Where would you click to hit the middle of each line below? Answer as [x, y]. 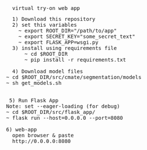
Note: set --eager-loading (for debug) [63, 106]
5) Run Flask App [34, 100]
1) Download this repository [54, 19]
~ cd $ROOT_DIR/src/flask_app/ [51, 112]
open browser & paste [43, 135]
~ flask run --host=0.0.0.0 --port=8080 [65, 118]
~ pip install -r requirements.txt [75, 60]
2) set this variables [44, 25]
